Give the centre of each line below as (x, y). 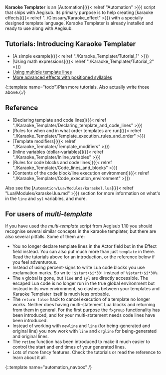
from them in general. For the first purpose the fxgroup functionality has (86, 310)
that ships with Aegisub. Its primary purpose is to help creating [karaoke (79, 12)
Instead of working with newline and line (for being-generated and (81, 326)
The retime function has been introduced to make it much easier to (81, 342)
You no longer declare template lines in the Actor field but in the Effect (84, 246)
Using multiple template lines (42, 72)
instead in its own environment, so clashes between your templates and (86, 289)
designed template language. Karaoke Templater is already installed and (79, 23)
